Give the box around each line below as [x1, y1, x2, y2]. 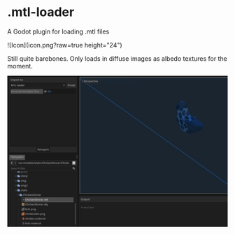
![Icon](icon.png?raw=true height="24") [7, 41, 122, 49]
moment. [7, 61, 33, 70]
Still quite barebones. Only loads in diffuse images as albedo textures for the [7, 54, 227, 63]
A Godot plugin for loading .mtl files [7, 27, 110, 36]
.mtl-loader [7, 4, 75, 20]
